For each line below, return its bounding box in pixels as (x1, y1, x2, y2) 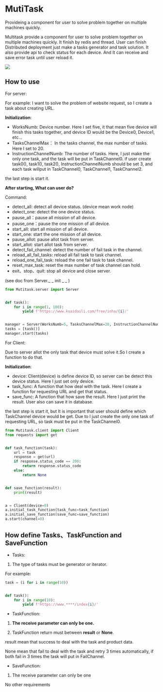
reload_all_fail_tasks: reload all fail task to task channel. (12, 252, 122, 257)
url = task (14, 450, 36, 455)
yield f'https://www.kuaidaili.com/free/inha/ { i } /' (22, 309, 130, 314)
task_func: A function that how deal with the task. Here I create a (12, 383, 142, 389)
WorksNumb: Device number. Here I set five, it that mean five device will (12, 124, 157, 129)
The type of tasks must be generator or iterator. (12, 561, 108, 567)
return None (22, 472, 47, 477)
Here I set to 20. (12, 145, 45, 151)
